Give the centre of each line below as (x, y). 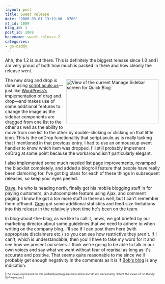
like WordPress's (30, 90)
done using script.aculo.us (32, 85)
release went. (19, 71)
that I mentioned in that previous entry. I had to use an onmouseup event (79, 142)
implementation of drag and (33, 96)
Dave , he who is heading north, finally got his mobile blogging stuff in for (79, 188)
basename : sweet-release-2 (33, 37)
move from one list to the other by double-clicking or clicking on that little (79, 132)
